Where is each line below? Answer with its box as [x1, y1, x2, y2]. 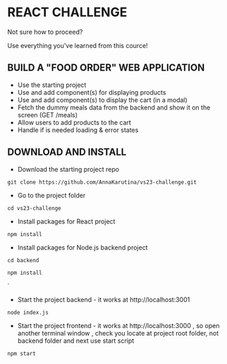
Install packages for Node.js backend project [17, 243, 148, 252]
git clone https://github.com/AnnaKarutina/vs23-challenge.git [7, 178, 197, 186]
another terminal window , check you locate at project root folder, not [17, 329, 219, 337]
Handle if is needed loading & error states [17, 125, 139, 134]
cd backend [7, 257, 39, 264]
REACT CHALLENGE [7, 4, 128, 20]
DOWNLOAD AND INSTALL [7, 146, 127, 158]
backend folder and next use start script [17, 336, 135, 345]
